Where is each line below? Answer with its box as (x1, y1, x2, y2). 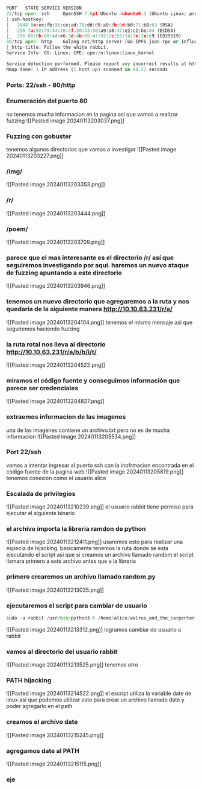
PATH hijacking (6, 676, 52, 685)
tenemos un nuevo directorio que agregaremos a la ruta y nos (6, 297, 189, 306)
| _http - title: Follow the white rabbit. (6, 45, 109, 51)
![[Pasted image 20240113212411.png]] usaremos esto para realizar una (6, 538, 183, 545)
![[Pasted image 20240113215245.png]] (6, 731, 104, 738)
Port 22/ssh (6, 448, 41, 456)
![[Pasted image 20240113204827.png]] (6, 398, 105, 405)
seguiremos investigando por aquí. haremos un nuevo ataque (6, 261, 189, 269)
